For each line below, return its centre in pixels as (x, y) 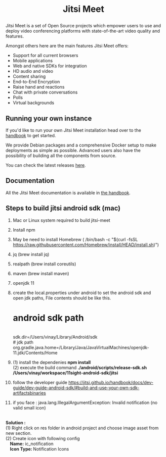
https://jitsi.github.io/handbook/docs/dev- (111, 382)
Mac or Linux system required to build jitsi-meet (62, 220)
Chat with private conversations (45, 92)
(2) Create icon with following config (43, 438)
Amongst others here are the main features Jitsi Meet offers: (67, 46)
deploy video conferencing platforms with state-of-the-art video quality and (83, 31)
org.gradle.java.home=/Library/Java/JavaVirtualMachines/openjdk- (81, 347)
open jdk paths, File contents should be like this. (62, 298)
